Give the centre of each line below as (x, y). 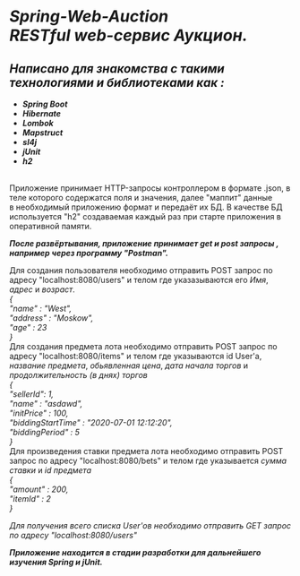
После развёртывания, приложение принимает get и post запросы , (144, 243)
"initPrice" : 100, (39, 413)
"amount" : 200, (39, 489)
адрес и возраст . (43, 289)
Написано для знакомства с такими (117, 69)
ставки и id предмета (51, 470)
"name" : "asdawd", (46, 404)
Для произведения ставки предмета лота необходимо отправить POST (146, 451)
